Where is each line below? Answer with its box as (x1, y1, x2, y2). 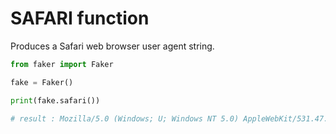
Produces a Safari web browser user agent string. (10, 40, 215, 52)
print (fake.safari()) (10, 95, 101, 106)
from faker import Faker (10, 59, 114, 69)
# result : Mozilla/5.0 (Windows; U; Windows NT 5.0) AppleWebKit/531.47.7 (10, 113, 333, 124)
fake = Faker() (10, 77, 74, 87)
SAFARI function (10, 7, 150, 30)
